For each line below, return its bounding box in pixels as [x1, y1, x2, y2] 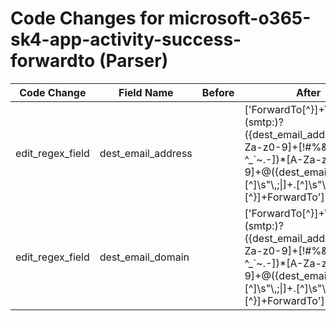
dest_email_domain [99, 250, 190, 264]
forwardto [10, 50, 96, 72]
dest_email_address [99, 146, 193, 160]
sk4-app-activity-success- [10, 28, 242, 51]
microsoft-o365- [168, 7, 312, 30]
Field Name [118, 85, 174, 99]
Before [201, 85, 235, 99]
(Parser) [98, 50, 169, 72]
